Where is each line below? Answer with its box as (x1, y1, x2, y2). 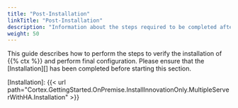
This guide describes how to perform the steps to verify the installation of (7, 49, 222, 58)
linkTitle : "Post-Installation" (7, 17, 103, 24)
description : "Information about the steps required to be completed (7, 23, 217, 30)
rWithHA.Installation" (7, 93, 69, 102)
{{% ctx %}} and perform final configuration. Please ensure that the (7, 57, 205, 66)
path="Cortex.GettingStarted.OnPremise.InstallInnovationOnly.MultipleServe (7, 85, 229, 94)
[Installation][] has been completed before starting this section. (7, 64, 192, 73)
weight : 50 (7, 30, 40, 37)
